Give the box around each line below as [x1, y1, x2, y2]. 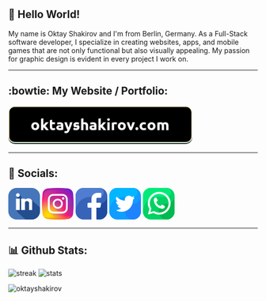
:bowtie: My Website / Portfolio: [8, 85, 169, 98]
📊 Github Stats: [8, 243, 88, 257]
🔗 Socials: [8, 167, 59, 180]
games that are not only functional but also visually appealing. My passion [8, 45, 250, 55]
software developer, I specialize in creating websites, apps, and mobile [8, 37, 239, 47]
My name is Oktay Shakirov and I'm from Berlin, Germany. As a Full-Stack [8, 28, 248, 38]
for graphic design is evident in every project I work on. [8, 54, 188, 63]
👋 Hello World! [8, 8, 81, 21]
